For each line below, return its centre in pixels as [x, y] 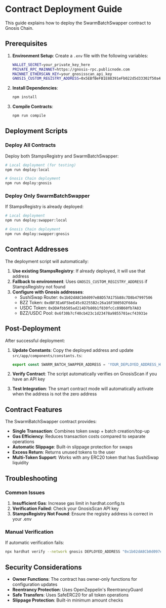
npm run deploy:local [27, 169]
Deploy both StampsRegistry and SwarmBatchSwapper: [62, 156]
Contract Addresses [37, 249]
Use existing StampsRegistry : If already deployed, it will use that [79, 271]
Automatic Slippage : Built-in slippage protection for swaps [72, 447]
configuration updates [35, 584]
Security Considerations [44, 567]
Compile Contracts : [33, 107]
